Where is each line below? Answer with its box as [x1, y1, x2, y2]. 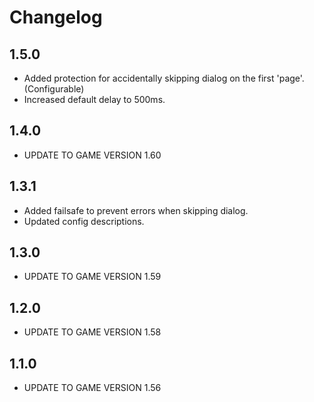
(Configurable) [23, 83, 85, 95]
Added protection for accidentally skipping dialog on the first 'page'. [23, 72, 305, 84]
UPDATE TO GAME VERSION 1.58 [23, 326, 162, 338]
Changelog [9, 6, 103, 29]
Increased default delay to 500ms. [23, 94, 166, 105]
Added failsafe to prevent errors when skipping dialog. [23, 204, 249, 216]
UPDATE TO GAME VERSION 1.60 [23, 149, 162, 161]
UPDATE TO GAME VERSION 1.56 [23, 382, 162, 394]
